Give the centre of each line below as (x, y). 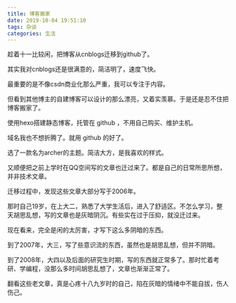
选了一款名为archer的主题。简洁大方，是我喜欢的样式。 (87, 153)
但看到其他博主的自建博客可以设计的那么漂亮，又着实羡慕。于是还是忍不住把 (118, 99)
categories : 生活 (32, 33)
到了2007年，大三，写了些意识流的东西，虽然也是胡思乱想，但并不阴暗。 (113, 245)
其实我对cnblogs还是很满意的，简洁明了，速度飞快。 (84, 69)
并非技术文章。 (29, 176)
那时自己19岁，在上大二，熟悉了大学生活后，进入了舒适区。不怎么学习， (112, 206)
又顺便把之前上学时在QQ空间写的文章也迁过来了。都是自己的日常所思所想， (117, 168)
